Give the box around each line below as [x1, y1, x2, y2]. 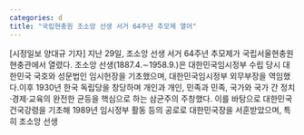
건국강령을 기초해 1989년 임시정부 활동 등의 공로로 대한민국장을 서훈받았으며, [9, 104, 282, 115]
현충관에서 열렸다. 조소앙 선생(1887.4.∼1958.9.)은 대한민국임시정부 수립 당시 [9, 59, 281, 70]
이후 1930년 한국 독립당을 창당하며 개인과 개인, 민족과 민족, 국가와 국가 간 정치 [18, 82, 296, 92]
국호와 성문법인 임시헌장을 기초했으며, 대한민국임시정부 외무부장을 [33, 70, 267, 82]
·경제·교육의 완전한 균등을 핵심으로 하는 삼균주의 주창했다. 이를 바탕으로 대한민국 [9, 92, 293, 104]
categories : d [9, 13, 64, 23]
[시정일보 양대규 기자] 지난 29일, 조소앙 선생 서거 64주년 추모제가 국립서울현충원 [9, 47, 294, 59]
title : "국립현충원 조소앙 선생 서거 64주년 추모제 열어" [9, 22, 197, 31]
